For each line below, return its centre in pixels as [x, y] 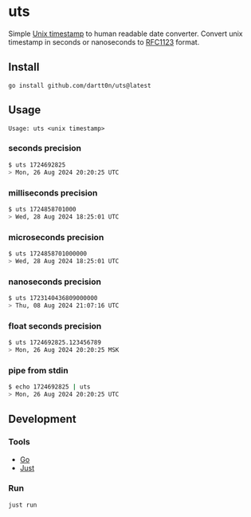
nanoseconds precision [55, 282]
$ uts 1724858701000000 [48, 254]
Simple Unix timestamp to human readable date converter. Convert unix [125, 34]
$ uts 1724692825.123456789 [55, 343]
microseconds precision [56, 237]
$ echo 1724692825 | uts [49, 387]
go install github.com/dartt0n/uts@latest [80, 85]
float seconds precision [55, 326]
